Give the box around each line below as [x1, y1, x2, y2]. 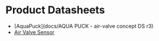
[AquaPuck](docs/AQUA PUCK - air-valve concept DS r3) [14, 23, 154, 29]
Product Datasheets [5, 3, 105, 17]
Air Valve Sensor [14, 28, 55, 35]
